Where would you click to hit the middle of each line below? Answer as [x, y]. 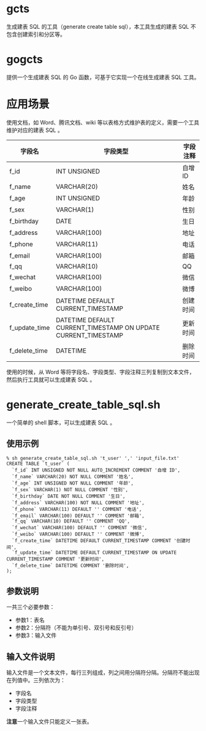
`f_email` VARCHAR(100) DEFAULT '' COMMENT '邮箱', [78, 516]
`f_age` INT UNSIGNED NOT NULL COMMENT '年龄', [73, 483]
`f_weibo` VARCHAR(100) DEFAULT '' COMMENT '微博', [78, 534]
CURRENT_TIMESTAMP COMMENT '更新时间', [55, 559]
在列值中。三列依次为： [36, 680]
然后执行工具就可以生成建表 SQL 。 [51, 380]
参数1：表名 [30, 620]
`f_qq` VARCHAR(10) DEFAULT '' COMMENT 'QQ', [71, 521]
